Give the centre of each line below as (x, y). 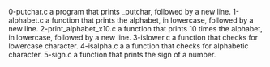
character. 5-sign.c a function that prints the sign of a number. (112, 54)
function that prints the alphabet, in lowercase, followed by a (152, 20)
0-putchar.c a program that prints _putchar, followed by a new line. (120, 12)
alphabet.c (26, 20)
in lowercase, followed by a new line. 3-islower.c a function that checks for (133, 37)
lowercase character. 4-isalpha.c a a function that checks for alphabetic (129, 46)
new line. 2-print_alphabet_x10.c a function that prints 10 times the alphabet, (135, 29)
